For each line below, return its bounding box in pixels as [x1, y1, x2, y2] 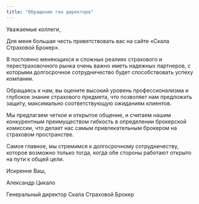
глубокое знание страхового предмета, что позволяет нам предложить [6, 93, 192, 100]
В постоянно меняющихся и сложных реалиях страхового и [6, 55, 163, 63]
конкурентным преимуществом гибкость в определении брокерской [6, 118, 187, 125]
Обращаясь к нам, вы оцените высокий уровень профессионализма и [6, 86, 189, 94]
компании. [6, 75, 34, 82]
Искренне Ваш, [6, 167, 47, 174]
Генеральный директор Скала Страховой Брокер [6, 191, 135, 198]
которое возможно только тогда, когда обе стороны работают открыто [6, 149, 192, 156]
